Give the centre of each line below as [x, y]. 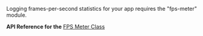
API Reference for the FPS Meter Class [56, 27]
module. [17, 15]
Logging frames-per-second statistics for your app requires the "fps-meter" [102, 9]
